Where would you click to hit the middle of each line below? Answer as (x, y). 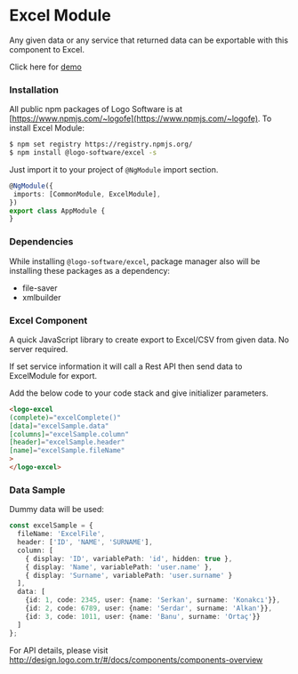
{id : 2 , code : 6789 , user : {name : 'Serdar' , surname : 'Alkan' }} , (149, 608)
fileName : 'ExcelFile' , (61, 534)
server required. (39, 349)
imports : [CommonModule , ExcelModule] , (87, 194)
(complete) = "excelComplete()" (65, 417)
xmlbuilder (41, 297)
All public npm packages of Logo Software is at (96, 109)
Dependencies (41, 242)
